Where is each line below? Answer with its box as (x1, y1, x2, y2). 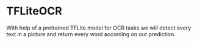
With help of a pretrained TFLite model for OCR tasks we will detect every (6, 24, 192, 31)
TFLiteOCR (6, 4, 62, 18)
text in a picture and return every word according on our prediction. (6, 30, 176, 37)
